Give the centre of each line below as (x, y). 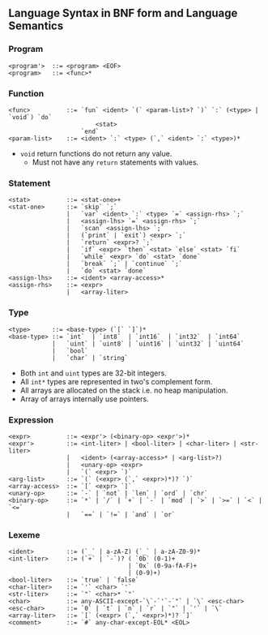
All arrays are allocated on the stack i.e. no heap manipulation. (124, 390)
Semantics (36, 26)
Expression (31, 419)
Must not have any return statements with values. (115, 162)
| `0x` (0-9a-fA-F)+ (163, 566)
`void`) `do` (30, 117)
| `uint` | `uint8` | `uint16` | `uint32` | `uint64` (148, 344)
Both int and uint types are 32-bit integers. (94, 373)
